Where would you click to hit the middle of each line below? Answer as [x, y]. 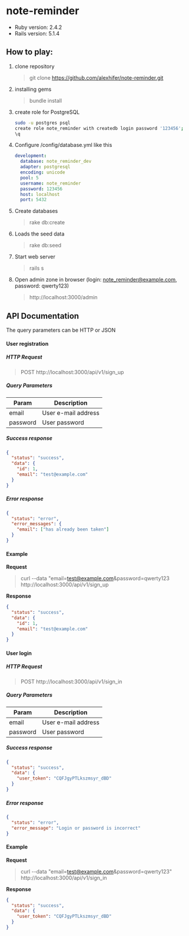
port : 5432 [34, 200]
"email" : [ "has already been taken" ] [63, 529]
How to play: [29, 52]
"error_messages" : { [37, 524]
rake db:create [47, 222]
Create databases [36, 211]
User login [19, 653]
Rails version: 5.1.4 [37, 33]
